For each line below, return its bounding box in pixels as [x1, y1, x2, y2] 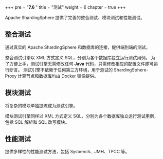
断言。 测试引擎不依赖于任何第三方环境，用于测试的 [9, 67, 113, 72]
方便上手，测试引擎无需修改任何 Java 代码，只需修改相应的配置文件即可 [9, 61, 154, 67]
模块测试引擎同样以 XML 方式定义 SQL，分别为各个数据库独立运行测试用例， [5, 113, 159, 119]
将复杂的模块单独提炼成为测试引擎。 [5, 102, 78, 109]
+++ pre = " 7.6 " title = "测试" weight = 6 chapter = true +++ [5, 4, 126, 10]
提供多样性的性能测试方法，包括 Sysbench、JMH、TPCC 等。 [5, 149, 130, 155]
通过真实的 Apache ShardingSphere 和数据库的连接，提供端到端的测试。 [5, 44, 150, 50]
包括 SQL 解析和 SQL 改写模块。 [5, 119, 70, 125]
